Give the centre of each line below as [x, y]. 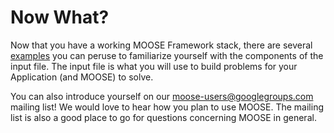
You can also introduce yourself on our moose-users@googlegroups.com [162, 96]
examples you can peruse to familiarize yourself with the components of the [167, 55]
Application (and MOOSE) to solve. [82, 77]
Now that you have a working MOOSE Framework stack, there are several [161, 45]
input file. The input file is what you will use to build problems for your [154, 66]
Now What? [60, 17]
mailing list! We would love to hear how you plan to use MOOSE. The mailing [167, 107]
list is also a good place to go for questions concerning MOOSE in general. [163, 117]
